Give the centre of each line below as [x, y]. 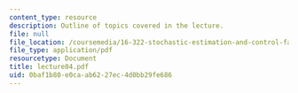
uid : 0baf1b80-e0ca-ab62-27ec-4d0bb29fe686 [91, 75]
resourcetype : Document [53, 58]
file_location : [37, 42]
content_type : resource [53, 17]
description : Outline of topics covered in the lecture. [117, 26]
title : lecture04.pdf [49, 67]
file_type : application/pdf [61, 50]
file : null [29, 34]
